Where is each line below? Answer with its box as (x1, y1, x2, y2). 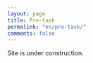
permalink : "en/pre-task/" (7, 23, 87, 30)
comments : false (7, 29, 55, 37)
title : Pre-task (7, 17, 55, 24)
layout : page (7, 10, 46, 17)
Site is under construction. (7, 49, 84, 57)
